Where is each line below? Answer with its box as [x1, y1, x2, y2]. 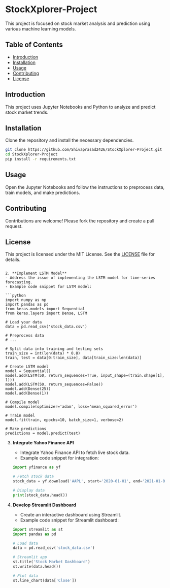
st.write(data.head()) [12, 564, 61, 569]
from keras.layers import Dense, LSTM [5, 311, 87, 316]
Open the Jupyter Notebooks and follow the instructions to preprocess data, [5, 184, 165, 190]
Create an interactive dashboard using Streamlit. [20, 511, 122, 517]
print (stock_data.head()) [12, 493, 67, 498]
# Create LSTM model [5, 364, 49, 369]
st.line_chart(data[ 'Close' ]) [12, 578, 77, 583]
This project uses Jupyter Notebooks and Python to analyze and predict [5, 104, 156, 110]
